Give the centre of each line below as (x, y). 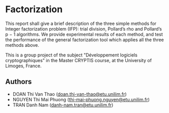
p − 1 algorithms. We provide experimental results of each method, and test (84, 34)
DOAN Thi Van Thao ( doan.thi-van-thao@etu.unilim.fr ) (70, 94)
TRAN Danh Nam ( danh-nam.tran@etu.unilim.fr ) (63, 105)
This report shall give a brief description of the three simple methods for (81, 23)
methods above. (22, 45)
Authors (19, 82)
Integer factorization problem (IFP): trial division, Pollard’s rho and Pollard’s (83, 29)
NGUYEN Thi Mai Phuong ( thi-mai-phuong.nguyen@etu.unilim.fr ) (81, 99)
